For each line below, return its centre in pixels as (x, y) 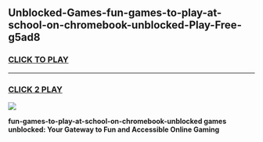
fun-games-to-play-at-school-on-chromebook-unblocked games (117, 121)
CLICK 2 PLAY (35, 89)
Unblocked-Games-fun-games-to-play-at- (115, 13)
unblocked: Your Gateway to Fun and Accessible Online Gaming (114, 129)
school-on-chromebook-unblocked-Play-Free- (125, 25)
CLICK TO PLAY (38, 60)
